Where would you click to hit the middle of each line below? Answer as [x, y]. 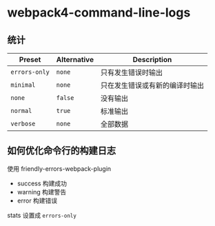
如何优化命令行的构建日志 [61, 151]
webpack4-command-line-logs [99, 13]
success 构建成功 [42, 183]
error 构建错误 [37, 201]
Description [152, 60]
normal [21, 111]
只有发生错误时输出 [132, 72]
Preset [30, 60]
